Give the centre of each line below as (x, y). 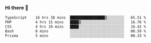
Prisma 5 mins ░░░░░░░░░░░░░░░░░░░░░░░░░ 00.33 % (75, 36)
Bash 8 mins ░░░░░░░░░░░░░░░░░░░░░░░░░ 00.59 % (75, 31)
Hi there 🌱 (17, 8)
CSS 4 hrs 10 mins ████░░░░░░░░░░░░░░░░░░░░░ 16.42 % (75, 27)
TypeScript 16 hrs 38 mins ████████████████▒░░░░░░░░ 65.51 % (75, 18)
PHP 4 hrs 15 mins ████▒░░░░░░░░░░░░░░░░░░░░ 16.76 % (75, 22)
